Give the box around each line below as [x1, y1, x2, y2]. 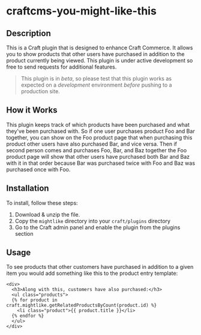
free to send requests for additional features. [6, 63, 117, 70]
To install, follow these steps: [6, 199, 78, 206]
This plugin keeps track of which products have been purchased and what [6, 121, 190, 128]
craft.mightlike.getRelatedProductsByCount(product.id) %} [6, 303, 157, 309]
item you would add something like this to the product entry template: [6, 269, 178, 277]
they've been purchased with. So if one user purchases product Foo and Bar [6, 128, 195, 135]
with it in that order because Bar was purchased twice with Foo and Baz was [6, 159, 196, 167]
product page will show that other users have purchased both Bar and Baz [6, 153, 190, 160]
